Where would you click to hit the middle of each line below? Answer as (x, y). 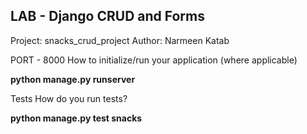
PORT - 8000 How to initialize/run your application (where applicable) (154, 60)
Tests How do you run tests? (69, 98)
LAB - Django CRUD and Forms (108, 16)
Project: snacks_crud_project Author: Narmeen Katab (120, 40)
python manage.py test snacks (76, 118)
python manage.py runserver (73, 79)
